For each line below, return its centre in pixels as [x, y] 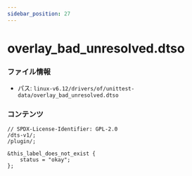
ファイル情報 [29, 72]
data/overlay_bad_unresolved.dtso [68, 95]
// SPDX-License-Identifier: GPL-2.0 [63, 129]
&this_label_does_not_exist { [52, 154]
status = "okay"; [45, 160]
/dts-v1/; [22, 135]
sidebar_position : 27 [39, 14]
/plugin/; [22, 142]
